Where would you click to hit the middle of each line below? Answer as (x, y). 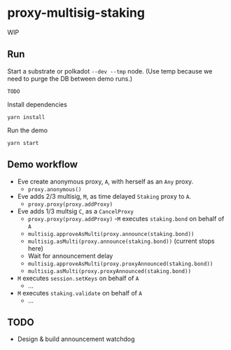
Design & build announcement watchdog (76, 339)
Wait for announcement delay (70, 255)
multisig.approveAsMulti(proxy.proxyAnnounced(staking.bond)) (120, 264)
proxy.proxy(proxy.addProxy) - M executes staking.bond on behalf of (126, 218)
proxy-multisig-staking (76, 13)
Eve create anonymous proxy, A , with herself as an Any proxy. (105, 181)
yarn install (26, 117)
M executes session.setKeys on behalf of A (78, 278)
